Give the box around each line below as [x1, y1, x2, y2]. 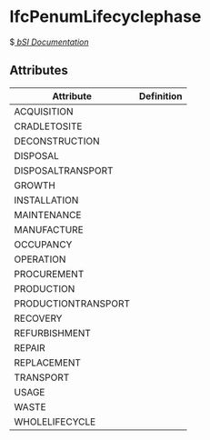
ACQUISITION [14, 105, 75, 117]
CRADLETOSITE [14, 120, 83, 133]
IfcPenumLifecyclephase [9, 6, 202, 27]
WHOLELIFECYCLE [14, 415, 96, 428]
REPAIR [14, 341, 45, 354]
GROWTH [14, 179, 56, 192]
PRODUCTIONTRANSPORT [14, 297, 130, 310]
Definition [138, 89, 184, 102]
